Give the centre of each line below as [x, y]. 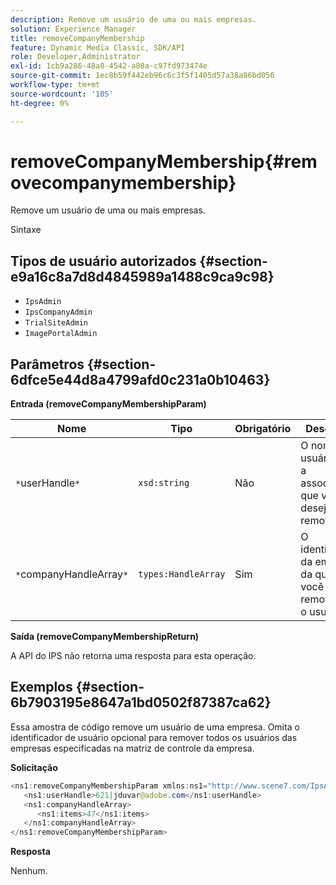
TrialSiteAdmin [56, 323]
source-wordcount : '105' [62, 94]
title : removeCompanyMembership [77, 38]
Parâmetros [47, 364]
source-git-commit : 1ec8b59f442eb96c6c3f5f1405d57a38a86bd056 [142, 76]
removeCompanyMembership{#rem [164, 161]
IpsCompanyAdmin [58, 312]
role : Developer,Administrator [75, 57]
